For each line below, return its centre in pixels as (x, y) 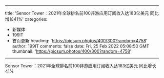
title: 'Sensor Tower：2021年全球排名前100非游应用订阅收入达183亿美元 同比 (82, 13)
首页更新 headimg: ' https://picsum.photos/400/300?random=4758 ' (80, 41)
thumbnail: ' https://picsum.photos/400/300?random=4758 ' (72, 51)
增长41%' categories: (26, 19)
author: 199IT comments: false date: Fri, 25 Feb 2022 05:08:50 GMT (81, 46)
